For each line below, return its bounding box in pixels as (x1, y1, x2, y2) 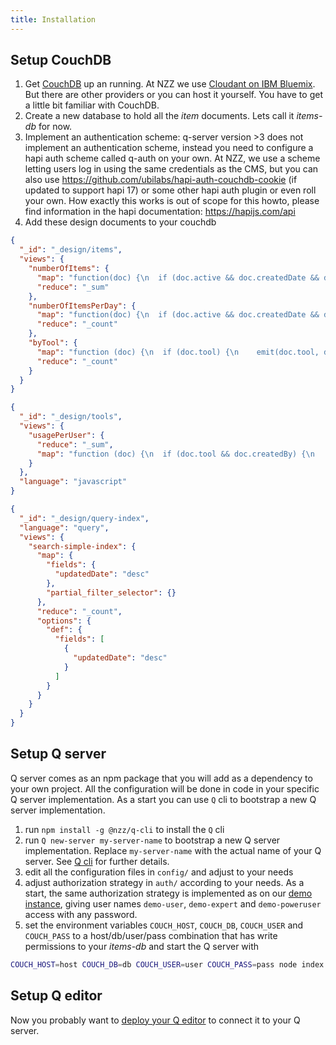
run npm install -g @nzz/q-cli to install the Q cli (24, 823, 225, 835)
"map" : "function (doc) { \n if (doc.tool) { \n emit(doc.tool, (36, 347, 320, 357)
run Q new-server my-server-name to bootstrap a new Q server (24, 834, 281, 846)
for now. (38, 121, 73, 133)
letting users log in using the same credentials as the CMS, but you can (24, 163, 319, 175)
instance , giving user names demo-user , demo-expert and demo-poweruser (24, 897, 322, 910)
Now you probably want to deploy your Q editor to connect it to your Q (10, 1014, 301, 1026)
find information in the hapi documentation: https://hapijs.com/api (24, 206, 296, 218)
